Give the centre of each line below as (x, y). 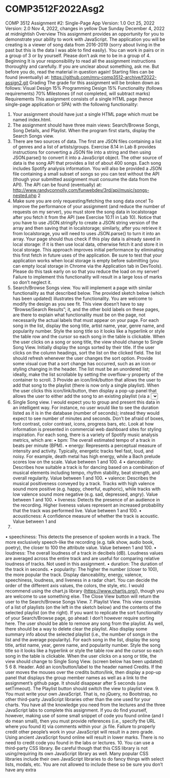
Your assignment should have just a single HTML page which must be (86, 114)
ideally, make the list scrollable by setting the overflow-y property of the (88, 374)
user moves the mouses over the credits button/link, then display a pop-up (83, 672)
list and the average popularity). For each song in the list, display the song (83, 639)
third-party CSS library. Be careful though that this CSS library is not (77, 748)
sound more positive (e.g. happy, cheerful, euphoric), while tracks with (87, 489)
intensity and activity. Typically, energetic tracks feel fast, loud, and (83, 451)
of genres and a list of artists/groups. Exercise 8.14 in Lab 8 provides (84, 146)
